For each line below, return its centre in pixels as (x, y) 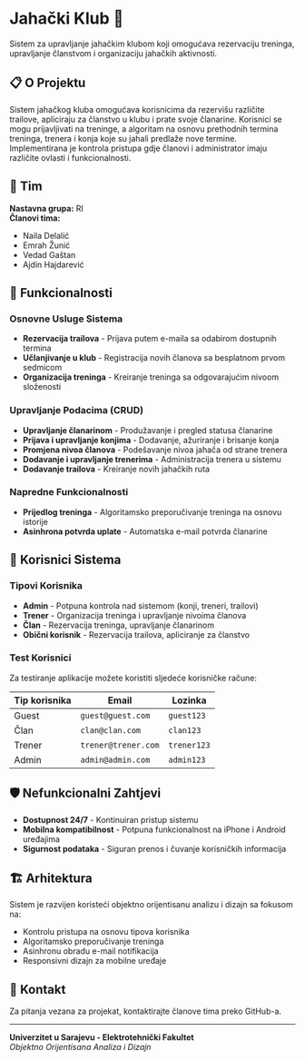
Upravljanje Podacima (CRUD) (77, 411)
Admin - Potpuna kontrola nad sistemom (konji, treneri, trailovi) (140, 605)
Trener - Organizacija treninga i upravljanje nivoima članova (134, 615)
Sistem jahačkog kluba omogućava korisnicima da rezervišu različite (137, 109)
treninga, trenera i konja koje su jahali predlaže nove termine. (123, 138)
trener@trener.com (120, 745)
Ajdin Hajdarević (53, 264)
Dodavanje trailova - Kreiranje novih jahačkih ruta (116, 469)
